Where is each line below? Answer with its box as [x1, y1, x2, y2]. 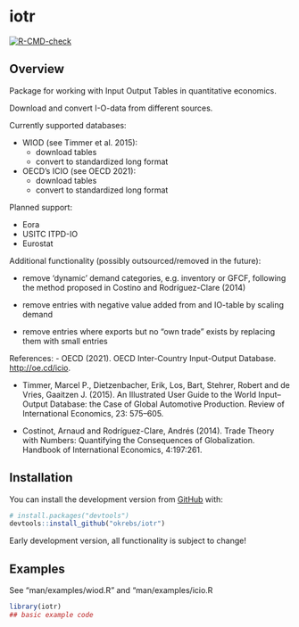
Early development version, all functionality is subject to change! [9, 535, 247, 546]
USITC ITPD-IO [21, 228, 79, 239]
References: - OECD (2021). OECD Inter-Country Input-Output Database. [9, 352, 277, 363]
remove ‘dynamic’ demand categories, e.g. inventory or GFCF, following [21, 272, 287, 283]
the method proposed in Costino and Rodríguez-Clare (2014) [21, 282, 246, 293]
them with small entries [21, 335, 109, 346]
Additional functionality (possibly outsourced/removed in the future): [9, 255, 262, 266]
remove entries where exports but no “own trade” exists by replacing [21, 326, 276, 336]
